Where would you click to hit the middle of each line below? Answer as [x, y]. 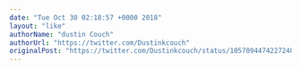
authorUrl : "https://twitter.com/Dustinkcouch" [100, 43]
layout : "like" [38, 26]
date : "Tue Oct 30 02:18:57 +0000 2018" [86, 17]
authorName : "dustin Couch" [62, 34]
